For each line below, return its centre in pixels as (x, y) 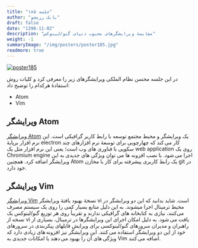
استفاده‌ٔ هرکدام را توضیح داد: (38, 85)
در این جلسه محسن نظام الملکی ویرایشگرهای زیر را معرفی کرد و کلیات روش (92, 79)
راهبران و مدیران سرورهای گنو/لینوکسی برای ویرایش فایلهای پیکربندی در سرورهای (98, 226)
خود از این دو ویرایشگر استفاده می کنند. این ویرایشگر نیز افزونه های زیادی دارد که (96, 232)
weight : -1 (20, 39)
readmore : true (25, 51)
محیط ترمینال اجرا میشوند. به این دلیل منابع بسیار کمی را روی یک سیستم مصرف (95, 207)
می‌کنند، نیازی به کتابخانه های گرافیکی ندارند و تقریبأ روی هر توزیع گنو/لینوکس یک (95, 213)
